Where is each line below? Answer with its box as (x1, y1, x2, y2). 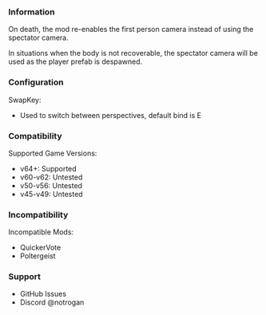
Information (8, 6, 55, 18)
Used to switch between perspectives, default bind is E (19, 110, 202, 120)
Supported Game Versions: (8, 148, 97, 158)
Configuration (8, 77, 64, 88)
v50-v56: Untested (19, 180, 82, 190)
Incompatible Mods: (8, 227, 74, 237)
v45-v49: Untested (19, 189, 83, 199)
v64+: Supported (19, 163, 77, 173)
